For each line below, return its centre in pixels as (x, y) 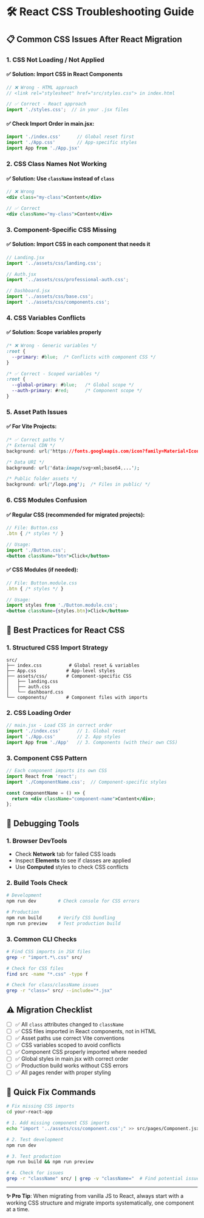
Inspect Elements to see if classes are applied (73, 860)
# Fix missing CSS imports (40, 1106)
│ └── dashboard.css (35, 692)
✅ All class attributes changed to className (70, 1024)
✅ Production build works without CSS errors (72, 1066)
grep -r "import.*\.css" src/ (45, 957)
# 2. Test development (35, 1139)
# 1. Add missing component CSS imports (58, 1123)
